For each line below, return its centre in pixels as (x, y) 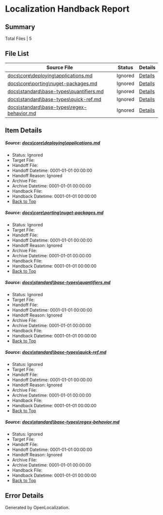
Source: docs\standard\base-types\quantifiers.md (58, 282)
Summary (20, 27)
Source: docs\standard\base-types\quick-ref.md (56, 352)
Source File (60, 67)
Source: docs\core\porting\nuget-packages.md (54, 213)
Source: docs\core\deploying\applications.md (53, 143)
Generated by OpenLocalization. (37, 507)
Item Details (24, 130)
